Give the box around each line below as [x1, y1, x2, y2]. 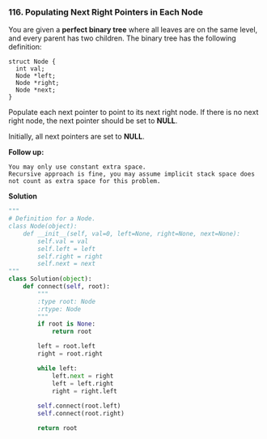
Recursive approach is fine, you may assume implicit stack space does [8, 170, 255, 178]
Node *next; [15, 86, 57, 95]
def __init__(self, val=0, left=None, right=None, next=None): [23, 229, 241, 237]
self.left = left [37, 245, 95, 253]
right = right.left [51, 387, 117, 395]
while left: [37, 364, 78, 373]
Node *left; [15, 72, 57, 80]
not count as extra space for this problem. [8, 177, 161, 185]
